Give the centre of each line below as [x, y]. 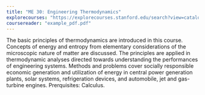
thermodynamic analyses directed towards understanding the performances [102, 60]
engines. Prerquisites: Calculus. [65, 85]
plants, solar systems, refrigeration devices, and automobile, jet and [92, 79]
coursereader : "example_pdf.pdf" [49, 23]
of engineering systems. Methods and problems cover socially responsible [100, 66]
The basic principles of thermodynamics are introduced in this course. [95, 41]
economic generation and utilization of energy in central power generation [100, 73]
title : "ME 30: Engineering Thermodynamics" [64, 12]
